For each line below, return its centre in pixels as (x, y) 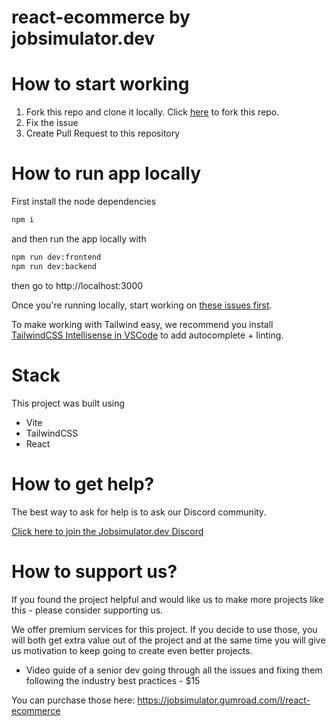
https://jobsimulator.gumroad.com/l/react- (224, 700)
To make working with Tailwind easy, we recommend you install (142, 324)
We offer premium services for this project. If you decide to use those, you (164, 629)
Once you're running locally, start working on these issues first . (142, 305)
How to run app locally (106, 173)
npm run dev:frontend (56, 257)
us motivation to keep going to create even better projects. (132, 650)
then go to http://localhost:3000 (77, 285)
